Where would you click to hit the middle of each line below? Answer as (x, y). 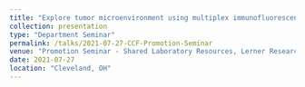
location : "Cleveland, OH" (60, 69)
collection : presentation (58, 26)
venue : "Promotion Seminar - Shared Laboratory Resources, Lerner (138, 52)
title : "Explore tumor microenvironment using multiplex (119, 18)
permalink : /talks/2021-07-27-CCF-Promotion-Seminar (111, 43)
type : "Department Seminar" (63, 34)
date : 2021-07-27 (42, 60)
